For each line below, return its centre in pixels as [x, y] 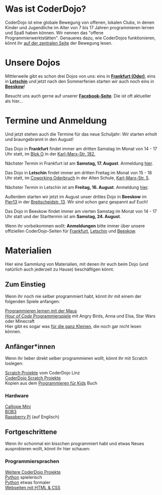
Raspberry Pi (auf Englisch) [32, 417]
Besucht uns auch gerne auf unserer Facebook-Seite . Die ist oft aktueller [78, 96]
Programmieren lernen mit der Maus [41, 311]
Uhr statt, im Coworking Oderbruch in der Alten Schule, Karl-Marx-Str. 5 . [77, 178]
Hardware [17, 396]
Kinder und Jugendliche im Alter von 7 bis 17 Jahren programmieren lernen [80, 27]
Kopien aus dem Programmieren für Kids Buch [51, 383]
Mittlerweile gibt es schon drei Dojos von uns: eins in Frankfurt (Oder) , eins [80, 76]
